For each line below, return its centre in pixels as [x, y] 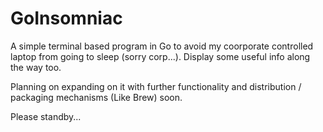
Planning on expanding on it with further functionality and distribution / [156, 86]
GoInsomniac [66, 18]
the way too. [36, 67]
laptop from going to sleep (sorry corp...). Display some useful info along [160, 56]
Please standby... [46, 116]
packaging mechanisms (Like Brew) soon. [96, 97]
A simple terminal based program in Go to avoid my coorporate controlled [162, 46]
